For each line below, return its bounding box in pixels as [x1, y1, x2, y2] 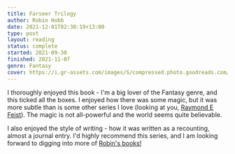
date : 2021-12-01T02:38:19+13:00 [7, 23, 105, 30]
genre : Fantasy [7, 62, 52, 69]
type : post [7, 29, 39, 37]
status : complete [7, 43, 58, 50]
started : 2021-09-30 [7, 50, 68, 57]
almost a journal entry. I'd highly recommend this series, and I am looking [7, 131, 218, 140]
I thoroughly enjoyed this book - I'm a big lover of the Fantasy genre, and [7, 88, 218, 97]
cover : [7, 69, 27, 76]
